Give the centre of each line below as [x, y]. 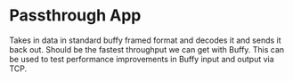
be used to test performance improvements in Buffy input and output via [142, 59]
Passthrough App [75, 16]
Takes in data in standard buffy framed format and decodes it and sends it [146, 40]
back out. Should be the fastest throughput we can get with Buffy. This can [147, 49]
